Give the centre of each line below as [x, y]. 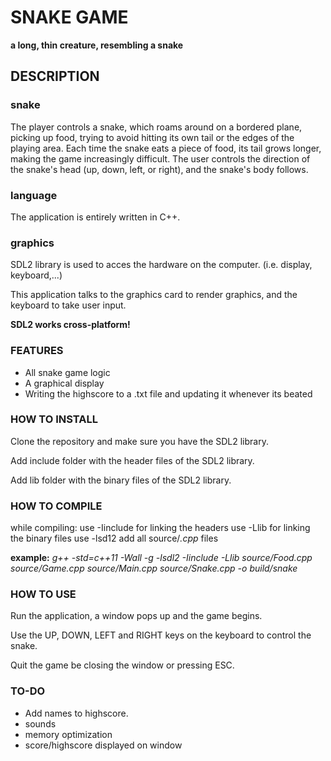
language [34, 195]
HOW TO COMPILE [56, 506]
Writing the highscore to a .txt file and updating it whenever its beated [168, 393]
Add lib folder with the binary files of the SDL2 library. [121, 480]
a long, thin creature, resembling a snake [97, 45]
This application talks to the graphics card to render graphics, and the [154, 295]
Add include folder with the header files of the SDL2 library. [132, 460]
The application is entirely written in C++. [95, 217]
